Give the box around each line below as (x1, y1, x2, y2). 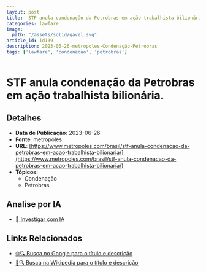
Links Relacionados (6, 233, 83, 243)
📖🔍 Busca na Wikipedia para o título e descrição (15, 259, 139, 266)
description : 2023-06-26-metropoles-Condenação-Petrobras (6, 44, 158, 50)
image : (6, 26, 23, 33)
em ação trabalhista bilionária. (6, 88, 164, 102)
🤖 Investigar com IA (15, 216, 65, 223)
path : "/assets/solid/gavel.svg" (12, 32, 97, 38)
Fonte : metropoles (15, 136, 63, 143)
